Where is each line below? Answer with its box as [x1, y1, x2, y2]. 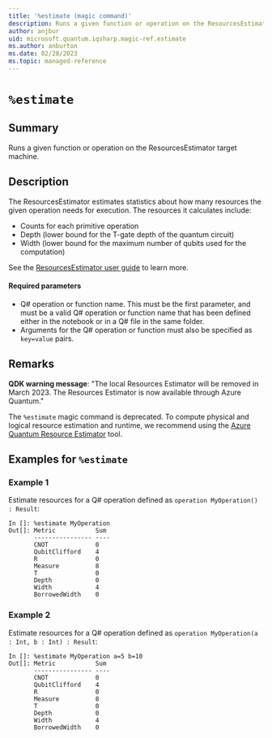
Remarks [8, 357, 55, 371]
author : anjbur [8, 27, 60, 35]
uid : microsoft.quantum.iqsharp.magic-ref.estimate [8, 34, 186, 43]
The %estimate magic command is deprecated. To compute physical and [8, 412, 249, 421]
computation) [19, 247, 66, 257]
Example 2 [8, 610, 51, 621]
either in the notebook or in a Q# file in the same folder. [19, 316, 205, 326]
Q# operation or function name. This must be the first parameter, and [19, 299, 251, 309]
